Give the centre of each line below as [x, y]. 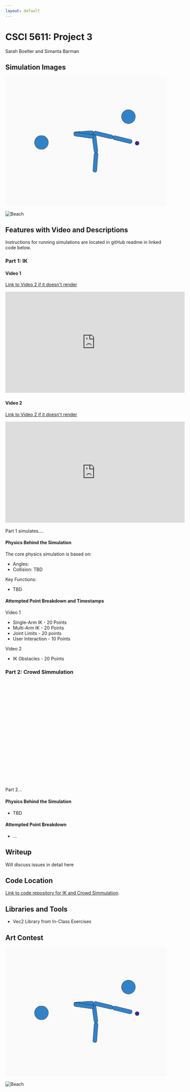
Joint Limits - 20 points [37, 634]
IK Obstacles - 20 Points [38, 659]
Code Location [29, 880]
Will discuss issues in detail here [40, 865]
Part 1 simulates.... [25, 531]
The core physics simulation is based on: [48, 554]
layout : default [23, 11]
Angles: [21, 564]
